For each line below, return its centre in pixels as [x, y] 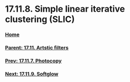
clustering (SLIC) [40, 19]
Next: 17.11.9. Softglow [32, 74]
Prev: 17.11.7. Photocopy [33, 61]
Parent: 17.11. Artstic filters [37, 48]
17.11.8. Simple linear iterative [65, 9]
